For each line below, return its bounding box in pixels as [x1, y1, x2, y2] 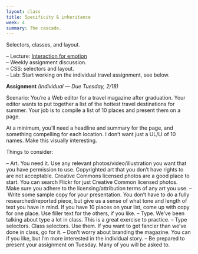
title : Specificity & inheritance [6, 14, 91, 20]
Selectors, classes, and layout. [6, 41, 81, 48]
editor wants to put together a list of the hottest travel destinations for [6, 101, 175, 108]
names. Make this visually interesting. [6, 137, 97, 144]
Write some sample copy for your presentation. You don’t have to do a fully [7, 191, 190, 198]
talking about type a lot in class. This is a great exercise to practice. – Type [6, 216, 187, 223]
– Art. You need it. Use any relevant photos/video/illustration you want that [6, 160, 187, 167]
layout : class [6, 8, 41, 15]
